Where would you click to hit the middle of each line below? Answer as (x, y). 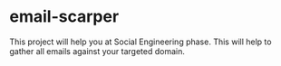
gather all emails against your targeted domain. (97, 51)
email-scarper (64, 17)
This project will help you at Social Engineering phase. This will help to (140, 42)
